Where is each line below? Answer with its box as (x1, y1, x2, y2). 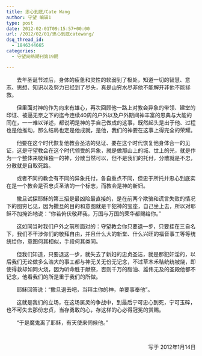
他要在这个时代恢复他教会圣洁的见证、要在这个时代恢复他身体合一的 (16, 139, 185, 146)
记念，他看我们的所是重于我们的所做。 (6, 273, 101, 280)
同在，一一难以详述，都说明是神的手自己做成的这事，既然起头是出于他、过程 (6, 118, 196, 126)
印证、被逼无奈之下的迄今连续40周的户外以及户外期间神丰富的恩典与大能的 (6, 111, 192, 118)
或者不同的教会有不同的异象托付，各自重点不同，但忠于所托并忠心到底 (16, 174, 191, 182)
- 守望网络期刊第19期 (11, 54, 59, 60)
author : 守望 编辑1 (6, 14, 52, 20)
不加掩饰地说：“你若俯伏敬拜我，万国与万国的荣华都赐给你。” (11, 210, 161, 217)
